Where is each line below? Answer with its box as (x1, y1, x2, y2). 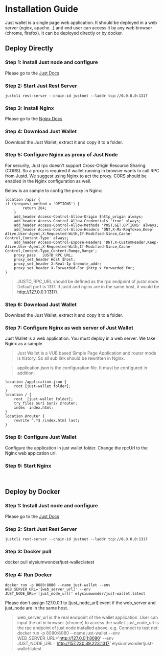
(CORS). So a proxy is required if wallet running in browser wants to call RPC (5, 167, 160, 173)
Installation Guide (5, 3, 78, 15)
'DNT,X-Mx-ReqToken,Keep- (101, 227, 154, 232)
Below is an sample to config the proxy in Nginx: (5, 187, 103, 193)
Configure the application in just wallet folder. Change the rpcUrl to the (5, 445, 148, 451)
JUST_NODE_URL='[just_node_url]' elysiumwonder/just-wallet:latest (5, 591, 146, 596)
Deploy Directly (5, 44, 53, 52)
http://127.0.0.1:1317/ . (17, 289, 59, 295)
